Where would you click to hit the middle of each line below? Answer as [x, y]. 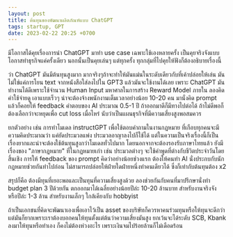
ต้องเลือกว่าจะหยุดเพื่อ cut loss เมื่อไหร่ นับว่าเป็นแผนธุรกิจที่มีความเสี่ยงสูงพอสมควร [105, 114]
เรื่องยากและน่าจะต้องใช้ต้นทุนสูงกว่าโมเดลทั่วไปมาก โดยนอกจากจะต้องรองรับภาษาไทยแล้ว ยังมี [115, 143]
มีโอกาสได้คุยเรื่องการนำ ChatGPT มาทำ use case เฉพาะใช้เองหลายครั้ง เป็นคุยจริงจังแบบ [114, 53]
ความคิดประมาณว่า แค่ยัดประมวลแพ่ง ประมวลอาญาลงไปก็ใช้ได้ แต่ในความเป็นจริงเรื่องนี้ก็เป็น [113, 136]
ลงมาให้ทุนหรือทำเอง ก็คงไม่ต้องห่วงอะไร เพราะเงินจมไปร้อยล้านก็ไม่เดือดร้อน [95, 226]
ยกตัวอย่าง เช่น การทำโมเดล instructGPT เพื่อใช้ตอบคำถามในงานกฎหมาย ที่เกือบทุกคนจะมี [114, 128]
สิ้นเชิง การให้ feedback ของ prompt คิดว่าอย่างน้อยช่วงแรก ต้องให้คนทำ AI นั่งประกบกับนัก [116, 159]
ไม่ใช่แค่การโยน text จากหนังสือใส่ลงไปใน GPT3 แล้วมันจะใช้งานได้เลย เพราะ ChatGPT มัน [116, 82]
